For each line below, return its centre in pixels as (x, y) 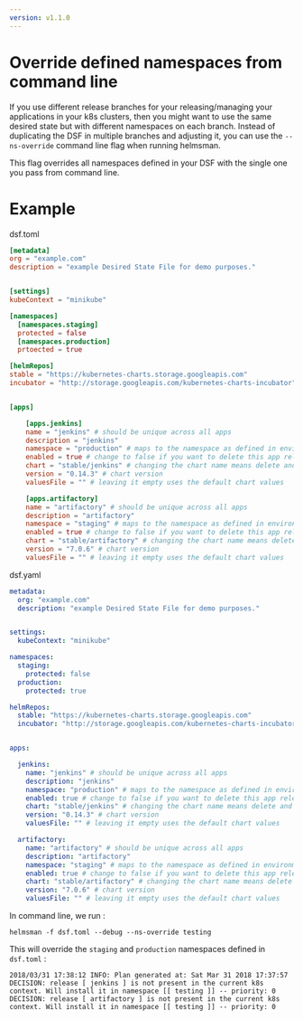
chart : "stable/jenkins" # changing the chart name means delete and (159, 807)
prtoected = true (50, 350)
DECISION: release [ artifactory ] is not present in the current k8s (145, 999)
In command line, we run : (57, 916)
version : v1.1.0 (40, 18)
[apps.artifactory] (62, 498)
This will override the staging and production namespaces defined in (138, 949)
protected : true (56, 691)
